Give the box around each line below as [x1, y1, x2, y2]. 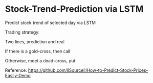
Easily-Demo [5, 72, 31, 78]
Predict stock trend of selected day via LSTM [5, 20, 96, 26]
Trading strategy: [5, 29, 40, 35]
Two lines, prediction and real [5, 38, 65, 45]
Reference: [5, 67, 27, 73]
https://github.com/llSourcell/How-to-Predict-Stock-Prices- [28, 67, 148, 73]
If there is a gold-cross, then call [5, 48, 71, 54]
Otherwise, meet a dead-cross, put [5, 57, 76, 63]
